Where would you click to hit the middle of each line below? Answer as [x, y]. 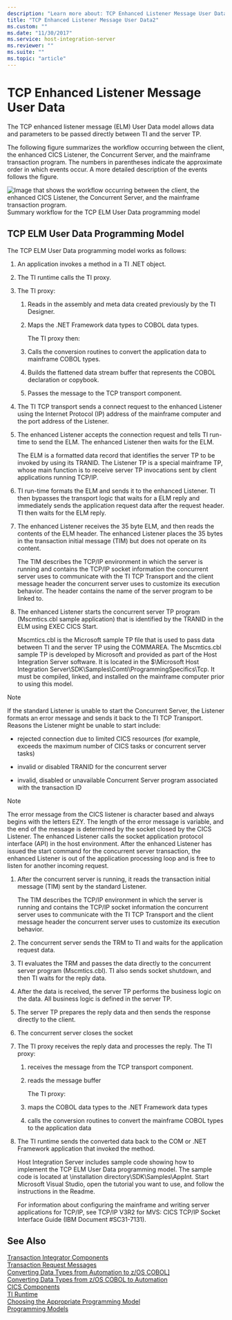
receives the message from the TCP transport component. [110, 1067]
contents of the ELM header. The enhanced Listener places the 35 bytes [120, 534]
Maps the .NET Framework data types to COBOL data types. [113, 325]
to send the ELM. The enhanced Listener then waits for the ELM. [123, 442]
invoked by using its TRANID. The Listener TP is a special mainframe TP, [120, 462]
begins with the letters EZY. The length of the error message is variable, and [116, 821]
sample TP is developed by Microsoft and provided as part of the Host [117, 654]
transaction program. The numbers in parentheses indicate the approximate [115, 162]
